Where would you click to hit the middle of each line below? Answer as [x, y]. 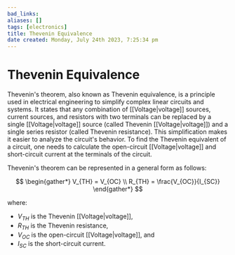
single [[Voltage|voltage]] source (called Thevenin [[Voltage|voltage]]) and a [118, 125]
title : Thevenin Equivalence [50, 33]
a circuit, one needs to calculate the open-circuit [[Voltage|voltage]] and [112, 147]
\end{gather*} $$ [118, 189]
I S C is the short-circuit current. [61, 245]
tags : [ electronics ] [38, 27]
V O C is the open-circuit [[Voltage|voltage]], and [86, 235]
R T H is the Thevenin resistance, [63, 226]
